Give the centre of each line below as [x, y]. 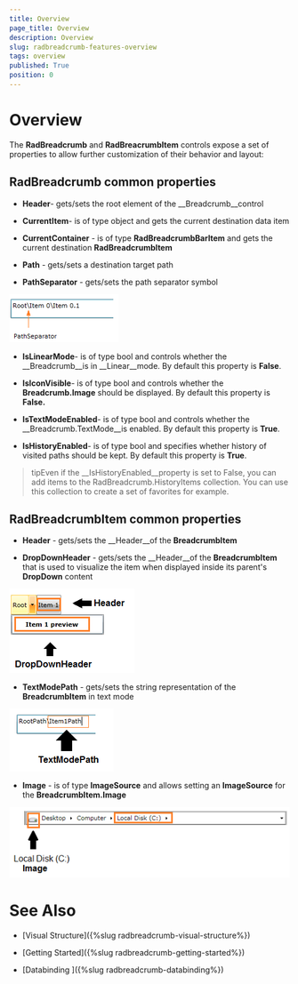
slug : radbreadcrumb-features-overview [83, 47]
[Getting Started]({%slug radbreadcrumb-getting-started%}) [133, 952]
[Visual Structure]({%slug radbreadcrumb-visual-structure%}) [136, 935]
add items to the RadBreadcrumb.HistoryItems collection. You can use [160, 482]
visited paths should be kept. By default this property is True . [134, 455]
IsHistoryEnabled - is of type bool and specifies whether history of [144, 445]
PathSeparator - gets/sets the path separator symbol [120, 282]
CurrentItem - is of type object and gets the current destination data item [156, 220]
